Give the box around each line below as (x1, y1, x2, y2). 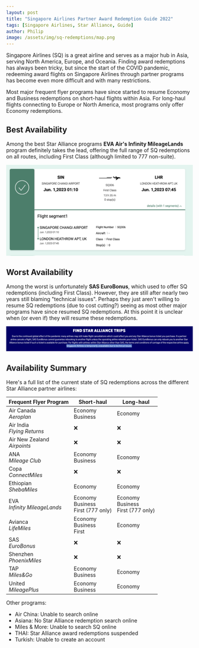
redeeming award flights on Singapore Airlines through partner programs (6, 71, 184, 78)
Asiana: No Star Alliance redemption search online (14, 617, 137, 624)
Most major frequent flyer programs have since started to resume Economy (6, 88, 190, 96)
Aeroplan (8, 413, 31, 420)
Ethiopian (8, 480, 32, 487)
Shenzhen (8, 551, 34, 558)
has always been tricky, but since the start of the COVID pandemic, (6, 64, 170, 71)
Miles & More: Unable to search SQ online (14, 624, 117, 631)
